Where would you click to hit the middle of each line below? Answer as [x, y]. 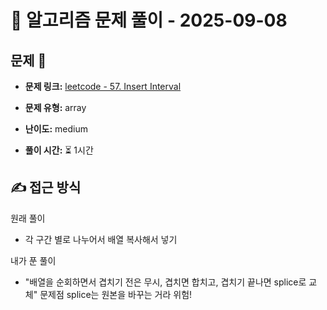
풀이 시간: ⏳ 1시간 [59, 150]
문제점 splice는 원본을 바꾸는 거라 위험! [116, 294]
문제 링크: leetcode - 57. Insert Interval [103, 86]
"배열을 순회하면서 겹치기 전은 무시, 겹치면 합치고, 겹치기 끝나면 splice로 [165, 282]
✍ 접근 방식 [46, 187]
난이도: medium [56, 129]
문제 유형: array [55, 107]
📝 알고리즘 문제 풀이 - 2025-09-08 [149, 20]
